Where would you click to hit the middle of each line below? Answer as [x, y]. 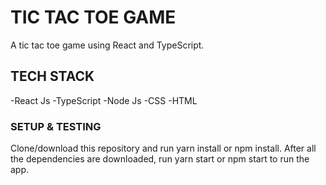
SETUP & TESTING [56, 126]
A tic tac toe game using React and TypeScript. [107, 45]
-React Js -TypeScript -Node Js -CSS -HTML [104, 100]
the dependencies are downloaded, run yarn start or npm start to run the [160, 159]
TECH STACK [52, 76]
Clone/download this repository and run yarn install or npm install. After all [163, 148]
